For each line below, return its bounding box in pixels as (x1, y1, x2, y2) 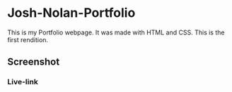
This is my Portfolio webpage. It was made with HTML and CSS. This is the (7, 28, 225, 37)
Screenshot (7, 56, 60, 68)
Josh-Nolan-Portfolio (7, 5, 136, 21)
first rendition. (7, 35, 48, 44)
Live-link (7, 77, 39, 87)
